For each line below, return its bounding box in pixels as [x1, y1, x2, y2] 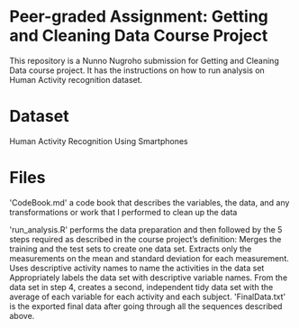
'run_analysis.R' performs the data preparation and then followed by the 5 [9, 223, 283, 235]
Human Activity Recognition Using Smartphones [9, 135, 188, 146]
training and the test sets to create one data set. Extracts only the [9, 243, 252, 254]
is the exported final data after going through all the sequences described [9, 300, 283, 312]
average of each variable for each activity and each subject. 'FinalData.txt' [9, 291, 286, 302]
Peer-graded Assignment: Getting [9, 6, 268, 27]
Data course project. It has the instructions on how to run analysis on [9, 65, 266, 76]
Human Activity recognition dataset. [9, 74, 143, 85]
